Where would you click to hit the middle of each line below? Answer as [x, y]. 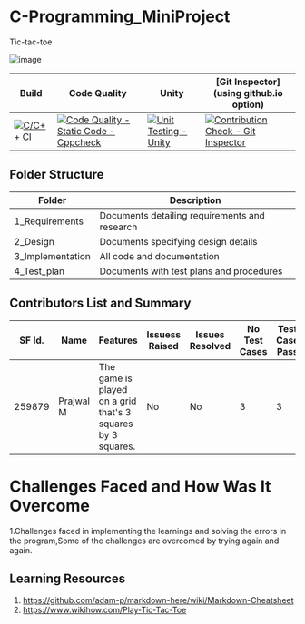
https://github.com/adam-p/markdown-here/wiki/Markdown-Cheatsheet [158, 600]
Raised [163, 346]
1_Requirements [49, 221]
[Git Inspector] [248, 82]
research [118, 227]
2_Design [34, 241]
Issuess [164, 335]
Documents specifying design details [178, 241]
